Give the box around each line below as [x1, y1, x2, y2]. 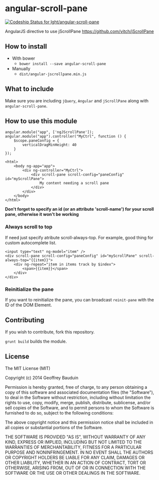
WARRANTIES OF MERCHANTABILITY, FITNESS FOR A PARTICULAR [5, 444, 142, 450]
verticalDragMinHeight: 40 [22, 143, 77, 148]
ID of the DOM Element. [5, 302, 52, 308]
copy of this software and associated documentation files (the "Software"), [5, 389, 155, 395]
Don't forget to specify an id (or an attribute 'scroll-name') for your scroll [5, 206, 154, 212]
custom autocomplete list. [5, 240, 57, 246]
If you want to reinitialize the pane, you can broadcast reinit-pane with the [5, 297, 154, 302]
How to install [5, 42, 47, 51]
